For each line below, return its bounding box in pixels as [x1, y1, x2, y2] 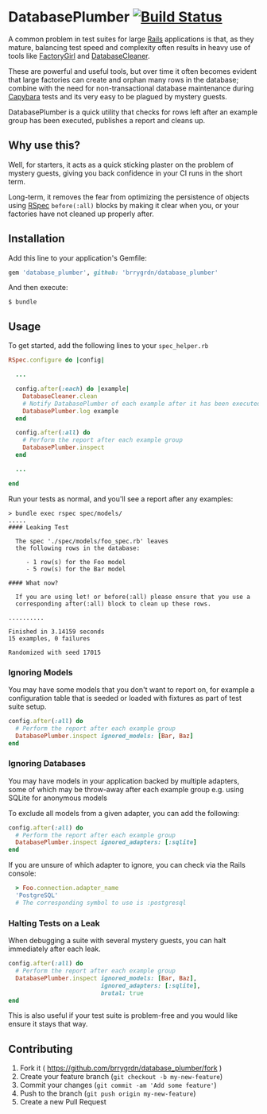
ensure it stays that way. [8, 1019, 88, 1029]
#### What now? [8, 578, 59, 587]
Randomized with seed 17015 [8, 648, 102, 656]
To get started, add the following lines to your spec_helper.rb [8, 341, 209, 350]
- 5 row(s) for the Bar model [25, 565, 126, 573]
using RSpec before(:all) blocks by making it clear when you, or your [8, 200, 239, 210]
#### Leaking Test [8, 523, 69, 532]
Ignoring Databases [8, 758, 86, 769]
